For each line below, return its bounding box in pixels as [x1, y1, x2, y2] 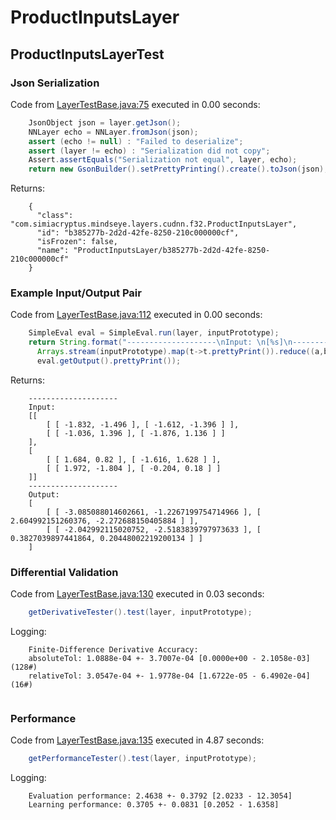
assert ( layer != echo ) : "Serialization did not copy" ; [28, 146, 271, 156]
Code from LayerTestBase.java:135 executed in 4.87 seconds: [10, 734, 265, 746]
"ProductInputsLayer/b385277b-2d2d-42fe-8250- [73, 246, 271, 256]
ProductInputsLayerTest [10, 46, 165, 63]
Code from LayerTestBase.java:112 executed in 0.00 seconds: [10, 309, 263, 321]
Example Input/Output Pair [10, 286, 142, 300]
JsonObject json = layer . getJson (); [28, 117, 182, 128]
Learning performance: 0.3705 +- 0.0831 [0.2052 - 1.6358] [28, 800, 280, 810]
